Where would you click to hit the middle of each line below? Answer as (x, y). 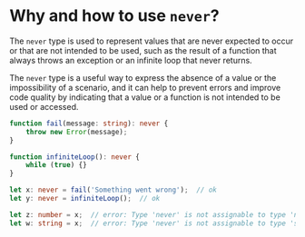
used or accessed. (44, 106)
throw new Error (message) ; (77, 132)
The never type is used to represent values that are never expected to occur (151, 41)
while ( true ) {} (57, 165)
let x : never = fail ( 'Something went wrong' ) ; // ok (113, 190)
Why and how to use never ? (114, 16)
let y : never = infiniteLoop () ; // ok (85, 199)
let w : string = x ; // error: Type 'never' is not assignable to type (148, 223)
